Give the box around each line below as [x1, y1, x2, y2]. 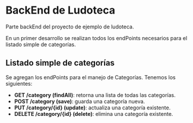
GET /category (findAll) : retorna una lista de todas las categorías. [14, 91, 176, 98]
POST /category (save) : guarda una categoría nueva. [14, 98, 145, 105]
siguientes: [5, 80, 33, 87]
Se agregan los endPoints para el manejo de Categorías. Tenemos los [5, 73, 176, 80]
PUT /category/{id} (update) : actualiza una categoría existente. [14, 104, 171, 111]
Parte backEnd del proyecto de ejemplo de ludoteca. [5, 23, 134, 30]
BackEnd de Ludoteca [5, 4, 115, 17]
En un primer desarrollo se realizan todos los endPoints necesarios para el [5, 34, 188, 41]
